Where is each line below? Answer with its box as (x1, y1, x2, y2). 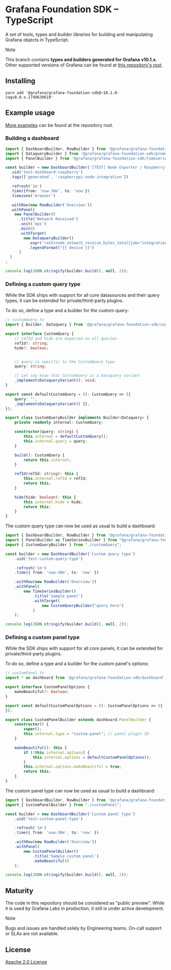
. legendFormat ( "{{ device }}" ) (27, 245, 95, 250)
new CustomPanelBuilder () (23, 849, 79, 854)
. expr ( (27, 240, 42, 245)
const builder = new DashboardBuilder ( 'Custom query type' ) (5, 551, 136, 556)
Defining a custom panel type (5, 634, 80, 641)
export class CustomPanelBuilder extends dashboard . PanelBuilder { (5, 717, 152, 722)
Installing (5, 76, 36, 85)
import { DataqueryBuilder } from (5, 151, 79, 156)
